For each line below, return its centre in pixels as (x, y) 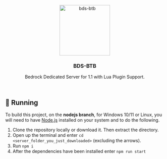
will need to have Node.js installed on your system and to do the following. (82, 120)
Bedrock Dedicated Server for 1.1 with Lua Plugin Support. (85, 77)
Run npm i (23, 146)
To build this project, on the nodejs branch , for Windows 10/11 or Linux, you (84, 115)
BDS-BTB (85, 66)
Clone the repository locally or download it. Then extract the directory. (86, 130)
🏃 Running (22, 102)
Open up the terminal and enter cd (48, 135)
